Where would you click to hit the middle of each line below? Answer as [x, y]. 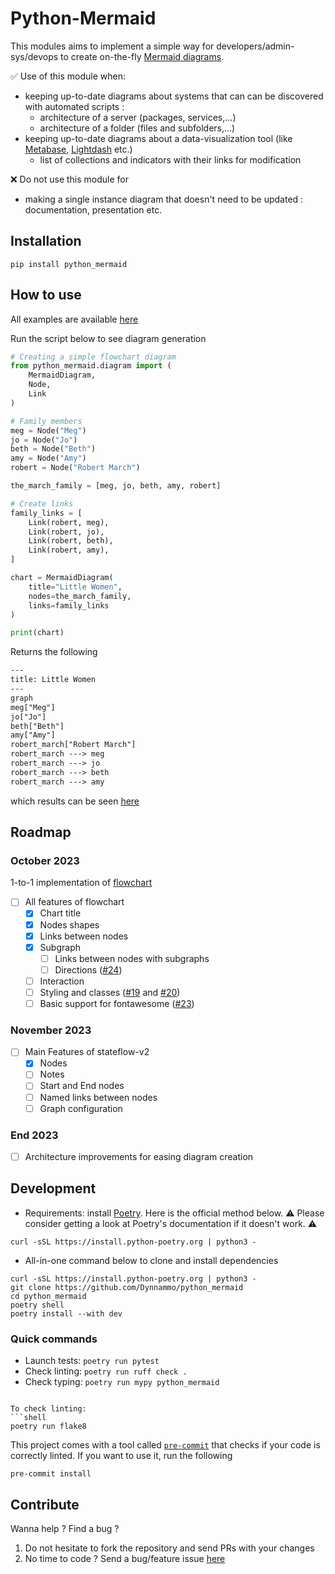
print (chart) [37, 633]
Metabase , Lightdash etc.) [78, 149]
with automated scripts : [74, 106]
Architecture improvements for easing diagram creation [139, 1156]
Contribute [45, 1504]
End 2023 [34, 1135]
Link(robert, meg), [69, 522]
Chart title [60, 913]
